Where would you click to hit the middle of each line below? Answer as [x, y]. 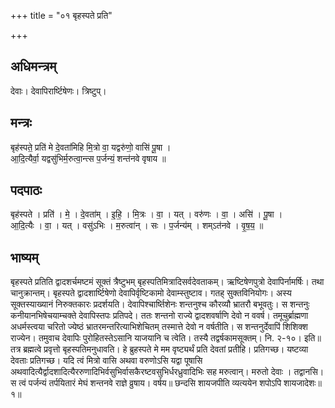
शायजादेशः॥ [302, 383]
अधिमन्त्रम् [33, 66]
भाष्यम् [24, 257]
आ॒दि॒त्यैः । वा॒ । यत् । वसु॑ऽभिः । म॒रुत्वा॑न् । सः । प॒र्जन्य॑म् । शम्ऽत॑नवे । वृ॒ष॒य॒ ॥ [137, 226]
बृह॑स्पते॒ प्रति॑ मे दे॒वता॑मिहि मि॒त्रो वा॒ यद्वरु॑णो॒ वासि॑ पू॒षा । [91, 147]
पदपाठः [26, 190]
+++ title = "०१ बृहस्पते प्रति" [61, 15]
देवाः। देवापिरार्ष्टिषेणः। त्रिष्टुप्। [58, 91]
